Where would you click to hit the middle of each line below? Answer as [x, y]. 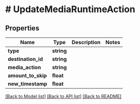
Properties [22, 28]
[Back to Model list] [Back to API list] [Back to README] [63, 96]
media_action [25, 67]
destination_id [25, 59]
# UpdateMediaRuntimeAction [70, 9]
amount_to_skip [27, 76]
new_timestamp [27, 84]
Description [86, 42]
